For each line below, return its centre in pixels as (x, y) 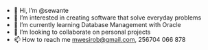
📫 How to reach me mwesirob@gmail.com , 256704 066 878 (100, 40)
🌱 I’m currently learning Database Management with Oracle (97, 25)
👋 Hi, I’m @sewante (41, 10)
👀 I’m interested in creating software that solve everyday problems (107, 18)
